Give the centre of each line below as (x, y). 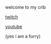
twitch (12, 17)
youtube (14, 26)
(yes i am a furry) (23, 36)
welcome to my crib (25, 7)
